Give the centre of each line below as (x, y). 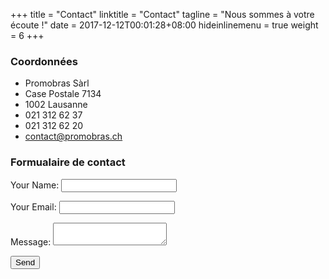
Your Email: (33, 206)
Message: (31, 241)
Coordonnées (44, 61)
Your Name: (35, 185)
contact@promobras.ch (73, 136)
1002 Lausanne (56, 105)
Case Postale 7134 (63, 94)
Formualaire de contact (68, 162)
